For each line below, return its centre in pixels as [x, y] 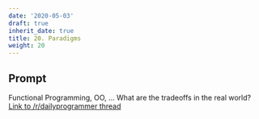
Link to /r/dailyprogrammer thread [65, 106]
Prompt [28, 78]
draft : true [28, 23]
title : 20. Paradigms [45, 38]
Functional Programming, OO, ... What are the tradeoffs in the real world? [130, 97]
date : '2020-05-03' [41, 16]
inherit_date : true [41, 31]
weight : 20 [27, 46]
